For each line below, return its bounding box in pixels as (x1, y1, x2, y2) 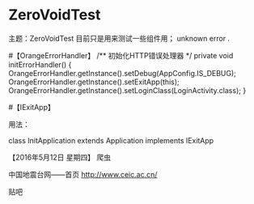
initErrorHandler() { (8, 59, 72, 70)
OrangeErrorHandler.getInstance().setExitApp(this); (8, 77, 180, 87)
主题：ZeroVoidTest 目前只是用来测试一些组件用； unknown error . (8, 33, 231, 43)
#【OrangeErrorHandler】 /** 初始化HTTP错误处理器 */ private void (8, 50, 234, 60)
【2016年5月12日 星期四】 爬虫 (8, 152, 112, 162)
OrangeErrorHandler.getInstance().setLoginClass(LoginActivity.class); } (8, 85, 247, 95)
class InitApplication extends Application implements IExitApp (8, 135, 214, 145)
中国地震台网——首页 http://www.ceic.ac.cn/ (8, 169, 158, 179)
